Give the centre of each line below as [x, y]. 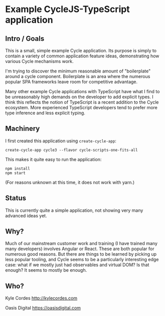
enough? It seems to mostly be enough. [46, 270]
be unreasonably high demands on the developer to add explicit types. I [79, 97]
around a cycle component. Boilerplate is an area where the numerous [78, 76]
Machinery [23, 129]
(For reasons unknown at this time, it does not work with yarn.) [70, 182]
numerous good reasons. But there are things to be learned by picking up [81, 254]
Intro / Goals [25, 38]
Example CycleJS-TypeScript [68, 9]
